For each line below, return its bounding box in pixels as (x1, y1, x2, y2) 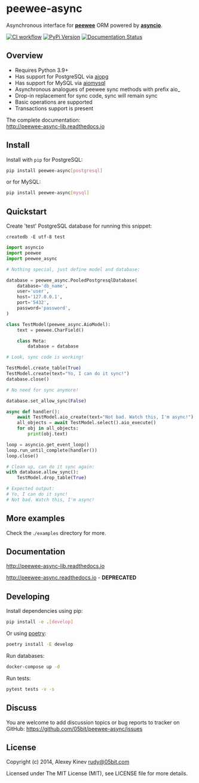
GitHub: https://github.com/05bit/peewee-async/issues (6, 725, 143, 732)
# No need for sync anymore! (6, 387, 79, 393)
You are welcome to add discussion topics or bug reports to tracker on (6, 718, 180, 726)
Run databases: (6, 652, 45, 659)
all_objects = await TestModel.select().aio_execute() (17, 420, 157, 426)
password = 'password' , (17, 305, 71, 311)
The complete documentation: (6, 116, 81, 123)
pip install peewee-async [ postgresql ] (6, 167, 103, 174)
